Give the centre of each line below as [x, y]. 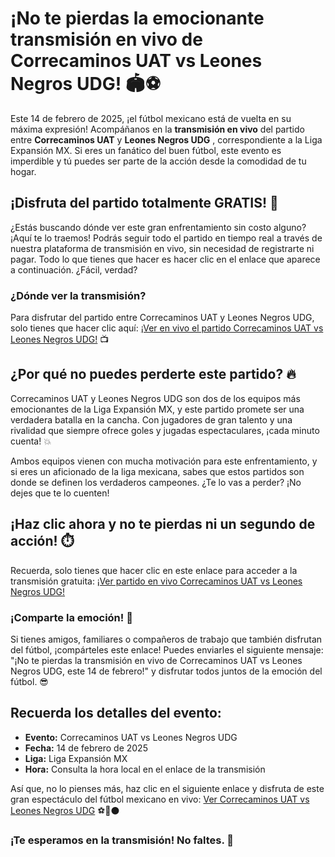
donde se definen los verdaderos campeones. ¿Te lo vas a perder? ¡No [156, 482]
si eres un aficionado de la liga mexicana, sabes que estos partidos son [157, 471]
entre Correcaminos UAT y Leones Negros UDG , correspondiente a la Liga [166, 139]
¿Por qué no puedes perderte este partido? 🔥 [153, 374]
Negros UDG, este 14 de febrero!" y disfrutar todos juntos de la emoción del [166, 671]
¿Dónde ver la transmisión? [78, 295]
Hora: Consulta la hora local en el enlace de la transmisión [145, 769]
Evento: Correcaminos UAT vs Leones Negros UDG [131, 737]
